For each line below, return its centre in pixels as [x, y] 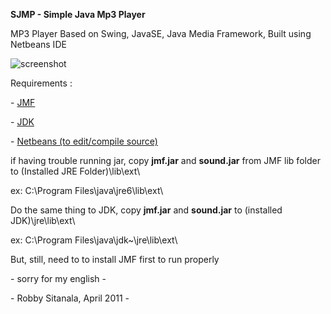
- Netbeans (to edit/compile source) [84, 141]
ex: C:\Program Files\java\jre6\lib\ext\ [87, 190]
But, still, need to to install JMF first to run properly [115, 259]
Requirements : [41, 83]
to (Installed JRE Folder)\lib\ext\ [75, 171]
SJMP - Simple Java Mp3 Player [78, 14]
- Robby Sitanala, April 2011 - [70, 298]
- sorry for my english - [58, 278]
